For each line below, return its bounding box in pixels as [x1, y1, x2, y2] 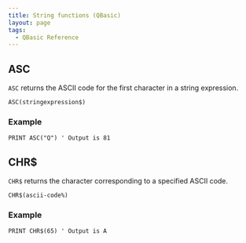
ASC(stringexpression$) [8, 99, 86, 107]
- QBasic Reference [15, 33, 79, 42]
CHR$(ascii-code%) [8, 191, 68, 200]
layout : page [8, 19, 51, 27]
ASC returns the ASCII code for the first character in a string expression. [8, 83, 239, 92]
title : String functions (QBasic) [8, 11, 122, 20]
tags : [8, 26, 26, 34]
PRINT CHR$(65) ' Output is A [8, 227, 108, 235]
